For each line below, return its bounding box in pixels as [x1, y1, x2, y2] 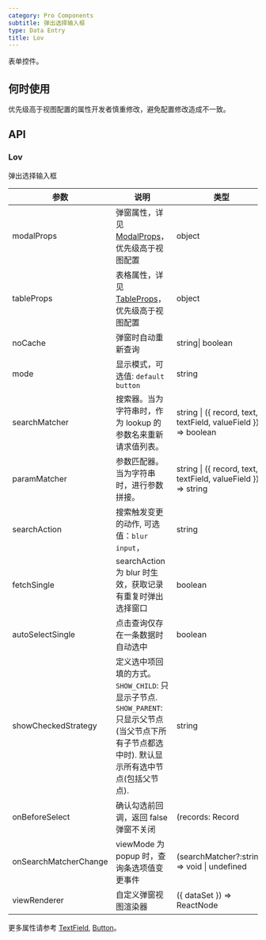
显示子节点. [116, 692, 158, 703]
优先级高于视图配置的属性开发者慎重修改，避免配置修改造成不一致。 [8, 105, 230, 114]
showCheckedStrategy [12, 719, 97, 731]
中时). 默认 [116, 749, 156, 760]
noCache [12, 337, 46, 348]
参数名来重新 [116, 429, 164, 440]
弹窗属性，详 [116, 207, 164, 218]
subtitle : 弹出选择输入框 [8, 19, 85, 27]
